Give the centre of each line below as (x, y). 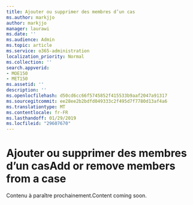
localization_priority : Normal (45, 57)
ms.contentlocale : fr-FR (37, 112)
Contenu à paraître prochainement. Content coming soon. (76, 195)
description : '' (26, 90)
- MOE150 (17, 73)
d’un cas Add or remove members (91, 166)
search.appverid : (28, 68)
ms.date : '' (21, 34)
